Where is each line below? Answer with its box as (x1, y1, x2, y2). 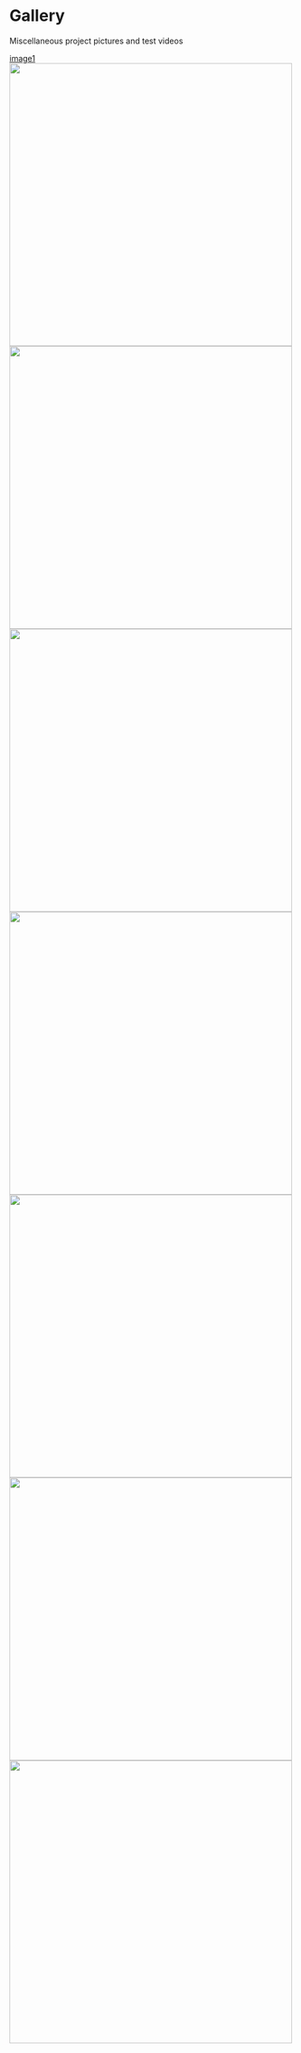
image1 (9, 53, 36, 63)
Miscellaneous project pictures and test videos (9, 35, 183, 46)
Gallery (9, 5, 65, 26)
